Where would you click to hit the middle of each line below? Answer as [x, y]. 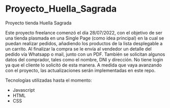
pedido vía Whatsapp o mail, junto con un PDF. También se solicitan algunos [85, 54]
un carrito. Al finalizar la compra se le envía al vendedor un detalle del [78, 49]
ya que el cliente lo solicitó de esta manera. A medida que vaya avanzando [83, 65]
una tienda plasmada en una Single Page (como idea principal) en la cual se [85, 38]
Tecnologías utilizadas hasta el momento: [49, 80]
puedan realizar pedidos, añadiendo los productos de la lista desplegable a [84, 43]
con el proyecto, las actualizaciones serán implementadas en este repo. [80, 70]
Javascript [24, 90]
